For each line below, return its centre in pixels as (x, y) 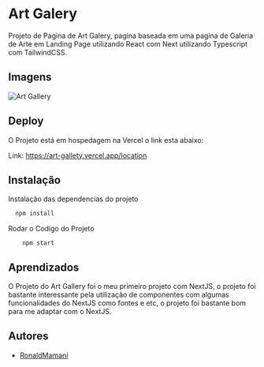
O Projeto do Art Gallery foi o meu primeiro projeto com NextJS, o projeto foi (132, 286)
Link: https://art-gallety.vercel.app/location (78, 155)
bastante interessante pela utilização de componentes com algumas (119, 295)
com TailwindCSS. (38, 52)
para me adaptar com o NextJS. (60, 312)
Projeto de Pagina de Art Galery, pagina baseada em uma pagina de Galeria (131, 36)
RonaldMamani (44, 355)
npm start (39, 243)
